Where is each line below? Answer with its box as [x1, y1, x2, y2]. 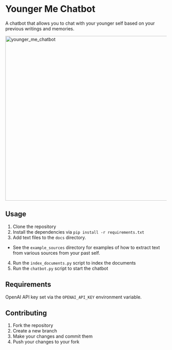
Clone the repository [12, 223, 56, 230]
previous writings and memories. [5, 25, 75, 31]
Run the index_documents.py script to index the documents [12, 259, 136, 266]
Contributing [5, 308, 47, 317]
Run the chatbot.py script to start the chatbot [12, 265, 109, 271]
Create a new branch [12, 328, 57, 334]
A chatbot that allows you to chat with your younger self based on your [5, 20, 155, 26]
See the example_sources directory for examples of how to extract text [12, 244, 160, 250]
